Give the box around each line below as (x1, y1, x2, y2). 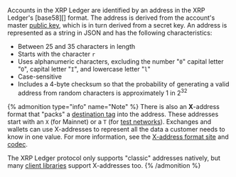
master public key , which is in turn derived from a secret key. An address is (7, 21, 227, 29)
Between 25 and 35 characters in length (17, 42, 136, 50)
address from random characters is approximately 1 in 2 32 (17, 88, 188, 97)
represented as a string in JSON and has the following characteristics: (7, 28, 213, 37)
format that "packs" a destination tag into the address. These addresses (7, 110, 219, 118)
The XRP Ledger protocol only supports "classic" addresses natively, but (7, 154, 220, 162)
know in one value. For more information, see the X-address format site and (7, 132, 229, 141)
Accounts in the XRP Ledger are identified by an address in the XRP (7, 6, 205, 14)
